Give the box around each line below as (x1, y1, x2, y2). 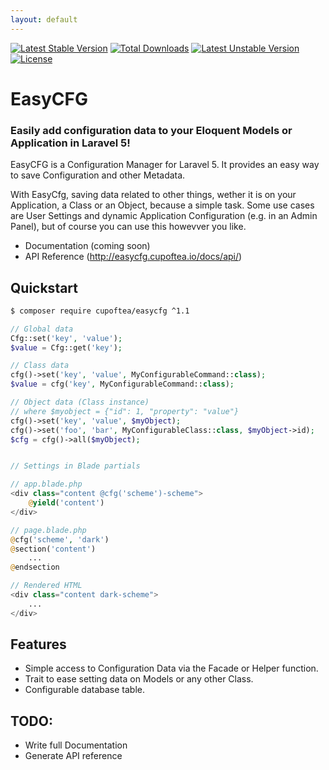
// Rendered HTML (10, 581, 83, 591)
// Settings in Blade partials (10, 461, 141, 471)
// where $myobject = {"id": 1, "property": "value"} (10, 406, 240, 416)
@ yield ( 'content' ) (28, 498, 105, 508)
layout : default (10, 14, 78, 25)
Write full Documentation (24, 739, 128, 751)
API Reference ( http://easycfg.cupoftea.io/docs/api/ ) (24, 251, 243, 263)
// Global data (10, 324, 74, 334)
